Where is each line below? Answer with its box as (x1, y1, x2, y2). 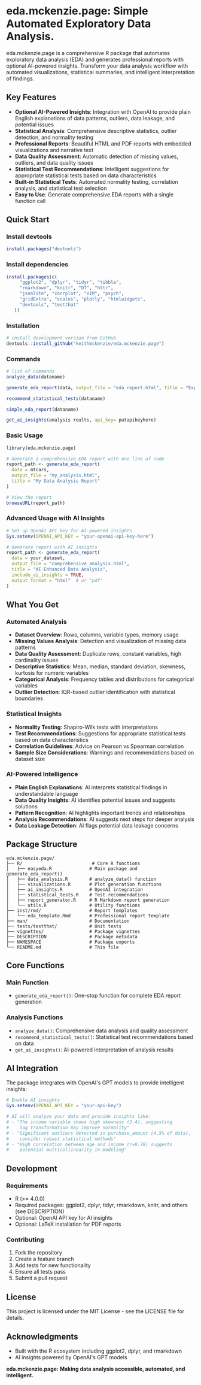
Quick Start (6, 214, 50, 225)
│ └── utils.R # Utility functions (6, 902, 141, 908)
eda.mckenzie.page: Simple (6, 4, 148, 18)
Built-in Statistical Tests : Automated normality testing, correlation (14, 178, 178, 185)
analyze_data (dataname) (6, 374, 66, 380)
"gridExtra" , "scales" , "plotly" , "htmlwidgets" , (19, 296, 146, 302)
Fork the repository (14, 1249, 63, 1256)
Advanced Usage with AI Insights (6, 514, 105, 522)
